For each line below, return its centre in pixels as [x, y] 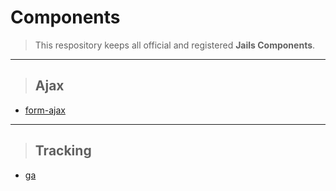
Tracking [63, 151]
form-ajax [45, 110]
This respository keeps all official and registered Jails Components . [175, 45]
